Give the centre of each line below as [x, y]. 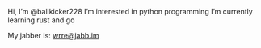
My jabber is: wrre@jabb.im [53, 36]
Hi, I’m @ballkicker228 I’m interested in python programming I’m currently [130, 12]
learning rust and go [41, 20]
